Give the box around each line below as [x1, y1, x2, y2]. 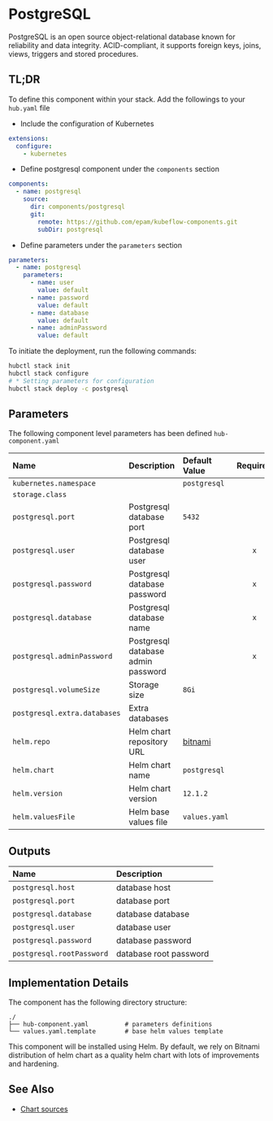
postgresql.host [12, 883, 76, 892]
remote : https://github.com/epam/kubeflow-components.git [37, 217, 238, 226]
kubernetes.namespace [12, 479, 96, 488]
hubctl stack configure [8, 369, 89, 377]
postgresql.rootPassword [12, 949, 109, 958]
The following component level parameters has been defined [8, 429, 213, 438]
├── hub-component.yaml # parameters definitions [8, 1020, 213, 1029]
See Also [8, 1083, 54, 1097]
